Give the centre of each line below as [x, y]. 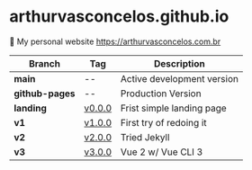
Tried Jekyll [145, 137]
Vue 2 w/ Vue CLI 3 [162, 152]
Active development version [179, 78]
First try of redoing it [163, 122]
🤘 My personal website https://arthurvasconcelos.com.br [115, 41]
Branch [45, 63]
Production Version [161, 94]
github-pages [45, 94]
